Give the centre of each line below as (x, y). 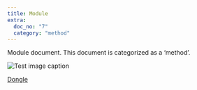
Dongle (17, 80)
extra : (17, 20)
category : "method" (42, 33)
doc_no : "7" (31, 26)
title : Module (28, 13)
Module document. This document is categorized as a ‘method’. (99, 53)
